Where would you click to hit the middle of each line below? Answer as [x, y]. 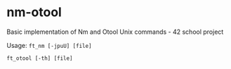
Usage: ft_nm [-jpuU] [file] [49, 45]
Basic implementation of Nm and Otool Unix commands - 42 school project [115, 32]
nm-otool [34, 12]
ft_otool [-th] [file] [40, 58]
